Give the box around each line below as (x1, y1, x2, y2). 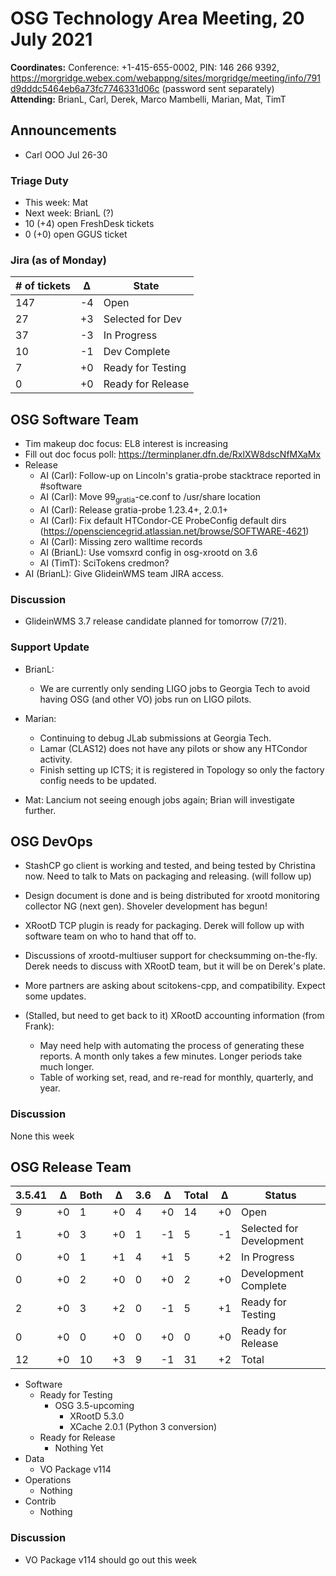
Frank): (24, 1020, 55, 1032)
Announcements (10, 122, 117, 139)
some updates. (24, 990, 87, 1002)
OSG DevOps (10, 833, 93, 850)
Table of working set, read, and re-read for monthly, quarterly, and (39, 1072, 314, 1084)
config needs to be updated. (39, 774, 157, 786)
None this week (10, 1130, 75, 1142)
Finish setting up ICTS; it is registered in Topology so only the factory (39, 763, 325, 776)
